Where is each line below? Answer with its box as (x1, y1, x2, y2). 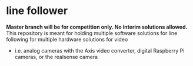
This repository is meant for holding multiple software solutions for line (6, 29, 178, 36)
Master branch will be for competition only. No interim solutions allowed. (6, 23, 188, 30)
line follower (6, 4, 68, 18)
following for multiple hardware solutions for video (6, 36, 128, 43)
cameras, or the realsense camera (14, 53, 98, 60)
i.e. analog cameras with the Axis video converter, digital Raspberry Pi (14, 47, 185, 54)
